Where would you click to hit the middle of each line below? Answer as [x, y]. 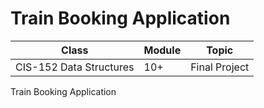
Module [162, 50]
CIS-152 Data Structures [75, 67]
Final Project [220, 67]
